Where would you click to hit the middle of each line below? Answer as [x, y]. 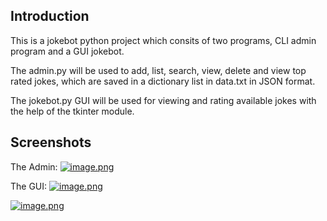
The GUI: [29, 186]
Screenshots [51, 142]
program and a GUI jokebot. [67, 51]
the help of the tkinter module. [72, 111]
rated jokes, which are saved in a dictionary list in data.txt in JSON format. [163, 81]
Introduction [50, 16]
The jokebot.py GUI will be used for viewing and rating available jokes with [163, 100]
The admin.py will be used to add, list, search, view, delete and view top [158, 70]
